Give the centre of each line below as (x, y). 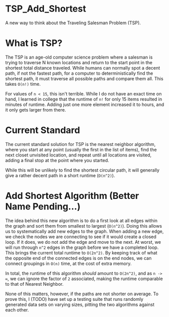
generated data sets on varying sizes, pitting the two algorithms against (80, 304)
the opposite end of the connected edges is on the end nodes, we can (78, 258)
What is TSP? (34, 43)
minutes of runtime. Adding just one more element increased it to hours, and (85, 104)
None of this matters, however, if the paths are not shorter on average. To (82, 294)
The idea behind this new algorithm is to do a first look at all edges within (81, 221)
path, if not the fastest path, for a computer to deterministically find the (79, 73)
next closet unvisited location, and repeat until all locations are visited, (78, 155)
